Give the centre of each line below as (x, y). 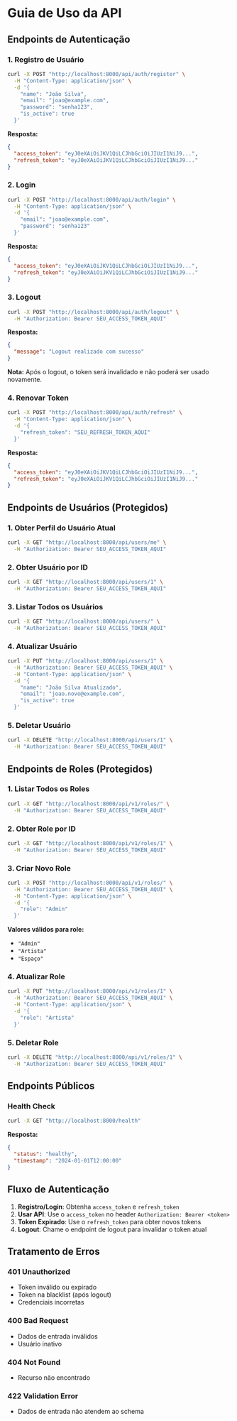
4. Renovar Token (38, 398)
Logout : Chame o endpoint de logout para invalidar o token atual (112, 1229)
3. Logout (24, 298)
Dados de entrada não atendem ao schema (81, 1412)
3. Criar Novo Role (39, 868)
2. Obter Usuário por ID (48, 567)
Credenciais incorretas (51, 1302)
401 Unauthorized (39, 1271)
